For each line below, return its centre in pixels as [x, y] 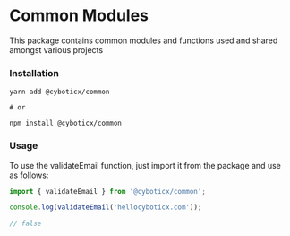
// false [26, 224]
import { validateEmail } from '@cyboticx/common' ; [107, 191]
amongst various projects [56, 49]
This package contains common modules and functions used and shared [144, 40]
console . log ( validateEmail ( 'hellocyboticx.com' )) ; [106, 207]
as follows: [29, 175]
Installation [34, 73]
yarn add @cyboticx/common [60, 92]
